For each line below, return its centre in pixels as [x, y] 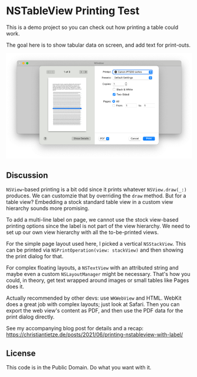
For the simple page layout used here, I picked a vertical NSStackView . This [96, 244]
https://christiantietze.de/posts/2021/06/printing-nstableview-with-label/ [95, 334]
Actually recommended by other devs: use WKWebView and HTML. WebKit [94, 298]
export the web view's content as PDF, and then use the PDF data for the [95, 311]
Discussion [27, 175]
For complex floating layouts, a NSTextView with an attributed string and [92, 268]
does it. [15, 287]
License [21, 353]
